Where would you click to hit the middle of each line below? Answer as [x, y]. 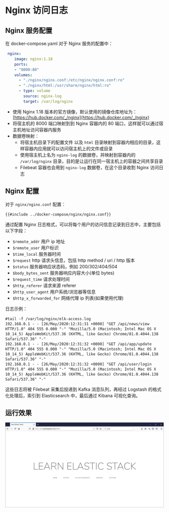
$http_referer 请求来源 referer [44, 285]
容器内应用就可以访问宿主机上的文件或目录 [69, 149]
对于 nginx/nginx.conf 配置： [36, 204]
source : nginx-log [43, 96]
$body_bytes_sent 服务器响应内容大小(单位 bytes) [63, 273]
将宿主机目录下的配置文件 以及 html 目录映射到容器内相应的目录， [88, 142]
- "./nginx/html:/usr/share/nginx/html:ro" [65, 86]
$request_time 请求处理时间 [41, 279]
